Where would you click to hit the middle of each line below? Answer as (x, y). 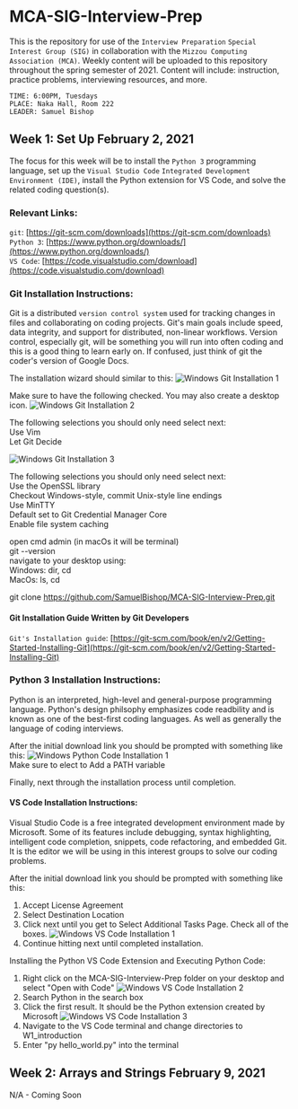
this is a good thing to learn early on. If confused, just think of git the (136, 351)
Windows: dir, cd (40, 570)
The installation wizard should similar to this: (91, 378)
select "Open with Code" (68, 988)
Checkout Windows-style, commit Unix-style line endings (116, 496)
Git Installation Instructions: (71, 294)
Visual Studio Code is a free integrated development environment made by (147, 823)
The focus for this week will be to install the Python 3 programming (133, 161)
